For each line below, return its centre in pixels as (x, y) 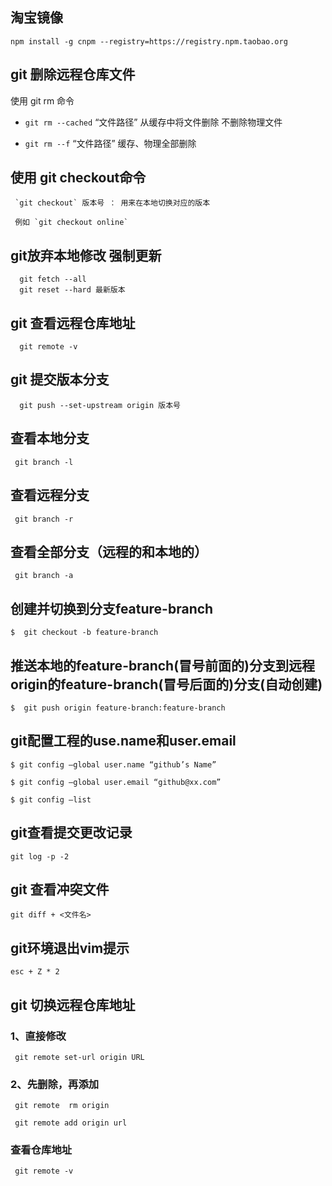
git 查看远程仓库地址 (73, 323)
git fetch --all (53, 279)
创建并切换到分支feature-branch (112, 608)
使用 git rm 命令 (42, 100)
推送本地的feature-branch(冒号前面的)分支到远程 (162, 665)
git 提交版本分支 (60, 379)
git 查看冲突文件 (60, 889)
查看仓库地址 (41, 1150)
